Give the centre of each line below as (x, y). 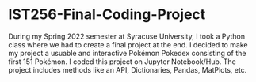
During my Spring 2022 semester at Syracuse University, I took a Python (127, 36)
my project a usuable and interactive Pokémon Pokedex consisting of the (127, 53)
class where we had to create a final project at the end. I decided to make (128, 44)
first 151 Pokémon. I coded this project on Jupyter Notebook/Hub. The (122, 61)
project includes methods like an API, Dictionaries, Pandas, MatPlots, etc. (128, 69)
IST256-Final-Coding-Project (107, 15)
